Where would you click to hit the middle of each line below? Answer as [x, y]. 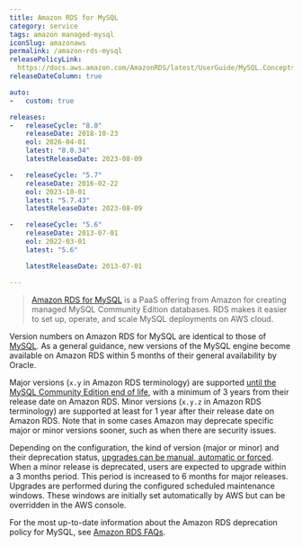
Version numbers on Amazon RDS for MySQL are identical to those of [138, 336]
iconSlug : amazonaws [48, 43]
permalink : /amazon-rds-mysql [66, 51]
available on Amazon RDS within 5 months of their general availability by [143, 355]
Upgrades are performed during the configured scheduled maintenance [142, 486]
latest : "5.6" [52, 250]
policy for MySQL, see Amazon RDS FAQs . [88, 532]
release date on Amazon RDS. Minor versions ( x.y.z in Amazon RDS [135, 401]
